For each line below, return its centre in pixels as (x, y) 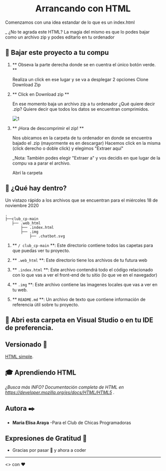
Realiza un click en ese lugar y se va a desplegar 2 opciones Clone (80, 79)
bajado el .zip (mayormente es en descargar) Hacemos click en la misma (86, 143)
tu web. (20, 290)
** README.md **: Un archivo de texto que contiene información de (79, 299)
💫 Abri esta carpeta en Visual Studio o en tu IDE (79, 320)
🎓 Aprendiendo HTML (41, 373)
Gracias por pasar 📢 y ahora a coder (49, 450)
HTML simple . (19, 356)
